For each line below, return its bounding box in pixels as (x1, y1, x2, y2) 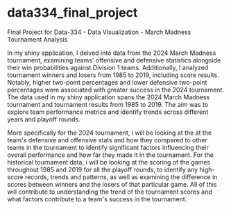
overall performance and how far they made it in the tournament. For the (7, 151, 214, 159)
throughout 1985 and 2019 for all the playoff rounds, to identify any (7, 165, 198, 174)
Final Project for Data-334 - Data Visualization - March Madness (7, 28, 191, 36)
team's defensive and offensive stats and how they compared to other (7, 135, 208, 144)
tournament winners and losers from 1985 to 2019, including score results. (7, 71, 220, 79)
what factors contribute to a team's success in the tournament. (7, 194, 187, 203)
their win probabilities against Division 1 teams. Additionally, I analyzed (7, 63, 209, 72)
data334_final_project (7, 5, 138, 21)
